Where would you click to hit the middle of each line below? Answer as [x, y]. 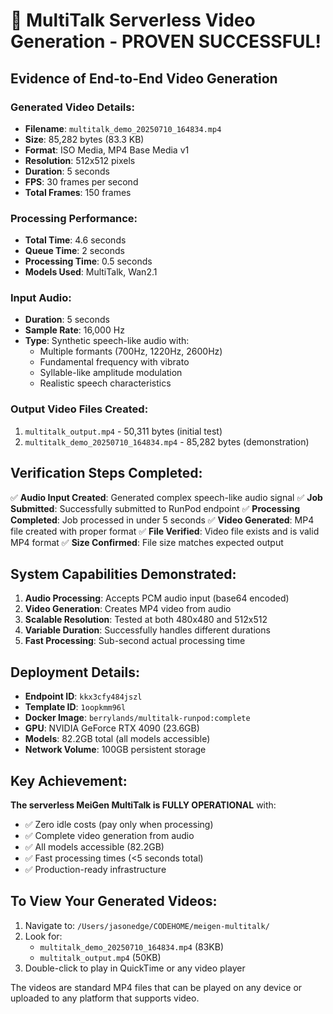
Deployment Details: [75, 672]
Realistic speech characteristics [105, 383]
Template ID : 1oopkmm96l [75, 707]
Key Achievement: [69, 780]
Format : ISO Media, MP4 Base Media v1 [107, 150]
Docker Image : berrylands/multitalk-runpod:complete [137, 718]
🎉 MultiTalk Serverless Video [133, 20]
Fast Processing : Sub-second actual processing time [135, 641]
